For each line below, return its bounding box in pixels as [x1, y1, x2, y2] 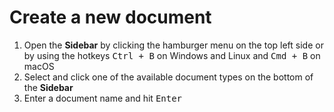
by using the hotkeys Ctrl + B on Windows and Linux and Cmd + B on [23, 49, 321, 61]
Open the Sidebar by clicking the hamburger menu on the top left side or [23, 39, 324, 51]
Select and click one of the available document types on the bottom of [23, 71, 314, 83]
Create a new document [9, 6, 212, 29]
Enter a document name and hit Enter [23, 92, 183, 104]
